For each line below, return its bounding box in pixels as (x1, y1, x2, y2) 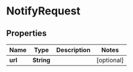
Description (56, 46, 91, 54)
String (32, 56, 51, 64)
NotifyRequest (6, 4, 81, 18)
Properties (6, 28, 47, 38)
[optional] (96, 56, 125, 64)
